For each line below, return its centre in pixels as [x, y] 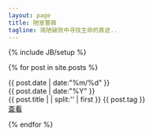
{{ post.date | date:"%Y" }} [52, 91]
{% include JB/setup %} [47, 53]
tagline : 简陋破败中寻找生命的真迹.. [63, 30]
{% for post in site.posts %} [53, 68]
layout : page [30, 15]
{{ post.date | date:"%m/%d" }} [59, 83]
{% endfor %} [31, 125]
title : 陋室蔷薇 [32, 23]
